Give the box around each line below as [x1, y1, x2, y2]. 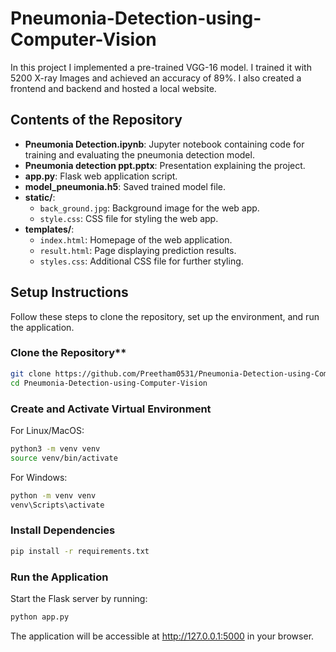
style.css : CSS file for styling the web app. [39, 212, 219, 224]
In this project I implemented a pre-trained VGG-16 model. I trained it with [10, 61, 312, 73]
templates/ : [24, 223, 75, 235]
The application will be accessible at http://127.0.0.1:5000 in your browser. [10, 630, 315, 642]
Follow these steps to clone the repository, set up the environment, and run [10, 310, 320, 322]
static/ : [24, 191, 56, 203]
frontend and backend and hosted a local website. [10, 82, 217, 94]
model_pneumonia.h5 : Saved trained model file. [24, 180, 227, 192]
